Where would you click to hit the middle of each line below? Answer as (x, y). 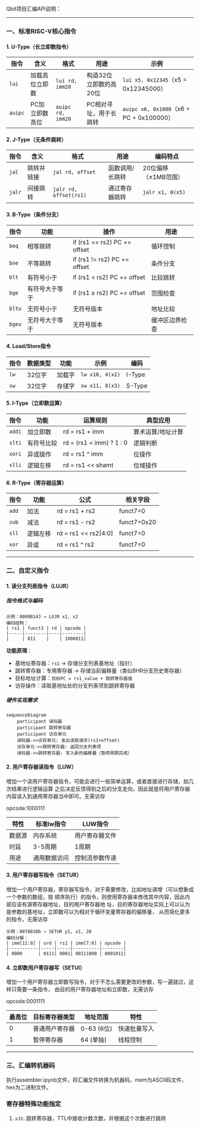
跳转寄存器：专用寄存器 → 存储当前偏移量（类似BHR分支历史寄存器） (100, 670)
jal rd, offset (74, 172)
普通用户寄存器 (54, 1029)
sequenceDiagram (26, 715)
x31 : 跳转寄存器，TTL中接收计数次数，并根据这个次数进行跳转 (90, 1118)
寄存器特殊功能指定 (34, 1104)
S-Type (137, 385)
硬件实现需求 (22, 700)
